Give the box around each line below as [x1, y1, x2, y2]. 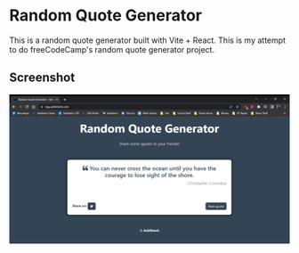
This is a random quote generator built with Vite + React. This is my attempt [9, 35, 287, 45]
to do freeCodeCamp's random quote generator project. [9, 44, 215, 54]
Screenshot [9, 70, 76, 86]
